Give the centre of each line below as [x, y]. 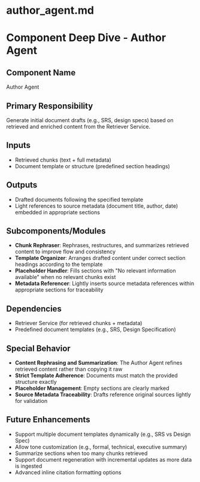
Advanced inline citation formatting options [68, 472]
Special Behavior [38, 348]
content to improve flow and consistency [65, 251]
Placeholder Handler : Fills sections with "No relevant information [95, 271]
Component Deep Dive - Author [86, 38]
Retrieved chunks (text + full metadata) [63, 160]
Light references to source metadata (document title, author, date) [96, 206]
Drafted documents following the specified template [79, 199]
